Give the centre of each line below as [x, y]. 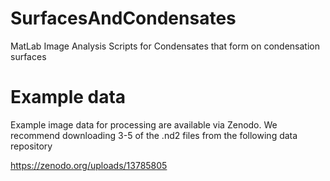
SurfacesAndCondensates [123, 18]
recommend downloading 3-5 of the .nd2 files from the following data [154, 135]
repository [31, 146]
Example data [68, 97]
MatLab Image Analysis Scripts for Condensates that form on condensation [165, 46]
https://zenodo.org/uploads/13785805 [89, 165]
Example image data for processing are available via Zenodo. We [144, 124]
